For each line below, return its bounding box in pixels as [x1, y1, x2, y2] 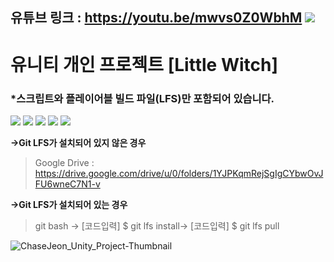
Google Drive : [34, 156, 95, 168]
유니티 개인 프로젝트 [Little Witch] [10, 53, 278, 76]
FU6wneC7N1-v [34, 178, 101, 190]
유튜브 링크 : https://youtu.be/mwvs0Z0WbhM [10, 9, 303, 27]
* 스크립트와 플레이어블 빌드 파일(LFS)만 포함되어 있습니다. [10, 91, 275, 105]
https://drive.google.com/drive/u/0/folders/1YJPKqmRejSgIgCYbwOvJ [34, 167, 324, 179]
